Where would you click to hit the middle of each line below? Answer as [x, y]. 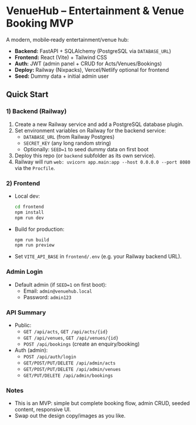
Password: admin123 [47, 297]
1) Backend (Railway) [36, 111]
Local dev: [27, 196]
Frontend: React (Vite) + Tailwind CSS [61, 57]
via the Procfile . [35, 168]
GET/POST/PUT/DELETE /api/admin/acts [70, 363]
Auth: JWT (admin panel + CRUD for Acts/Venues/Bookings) [88, 64]
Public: [23, 325]
